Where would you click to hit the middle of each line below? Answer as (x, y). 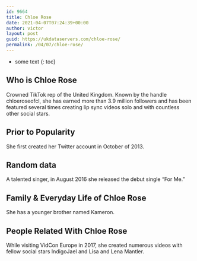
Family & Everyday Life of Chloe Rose (76, 198)
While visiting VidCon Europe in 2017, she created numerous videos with (94, 245)
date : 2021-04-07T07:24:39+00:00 (47, 23)
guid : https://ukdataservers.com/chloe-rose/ (63, 39)
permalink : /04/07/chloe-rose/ (45, 45)
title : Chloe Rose (29, 17)
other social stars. (28, 113)
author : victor (25, 28)
